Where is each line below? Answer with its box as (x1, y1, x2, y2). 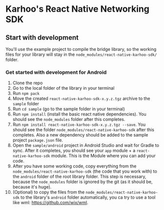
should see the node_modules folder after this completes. (12, 117, 125, 122)
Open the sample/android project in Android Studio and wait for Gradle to (12, 142, 159, 148)
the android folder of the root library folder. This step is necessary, (12, 174, 146, 180)
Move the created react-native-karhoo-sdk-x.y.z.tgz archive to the (12, 95, 150, 101)
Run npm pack (12, 91, 40, 96)
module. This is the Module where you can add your (51, 153, 156, 159)
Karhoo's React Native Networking (5, 3, 149, 15)
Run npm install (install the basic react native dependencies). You (12, 111, 146, 117)
